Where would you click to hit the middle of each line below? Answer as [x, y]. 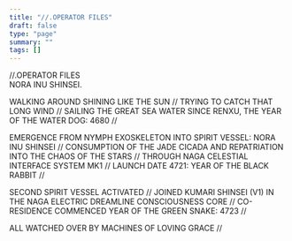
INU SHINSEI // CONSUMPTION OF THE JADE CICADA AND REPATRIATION [146, 147]
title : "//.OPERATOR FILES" [61, 17]
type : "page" [33, 34]
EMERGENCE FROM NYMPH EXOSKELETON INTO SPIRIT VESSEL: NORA [142, 138]
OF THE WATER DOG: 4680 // [63, 121]
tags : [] [25, 50]
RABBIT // [27, 175]
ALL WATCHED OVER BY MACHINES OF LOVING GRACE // [116, 228]
